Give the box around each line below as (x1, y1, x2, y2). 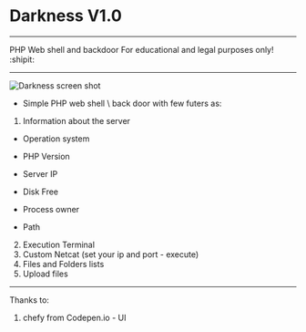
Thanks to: (9, 294, 50, 306)
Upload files (22, 268, 68, 279)
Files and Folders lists (22, 258, 105, 269)
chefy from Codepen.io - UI (22, 312, 127, 323)
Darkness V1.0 (9, 5, 123, 26)
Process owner (22, 203, 80, 214)
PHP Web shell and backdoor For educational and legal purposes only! (9, 44, 275, 55)
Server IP (22, 168, 58, 179)
